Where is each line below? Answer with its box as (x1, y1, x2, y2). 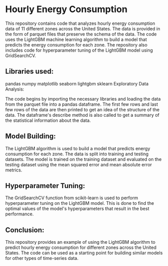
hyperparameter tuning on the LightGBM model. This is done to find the (5, 200, 154, 206)
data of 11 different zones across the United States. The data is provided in (5, 25, 160, 31)
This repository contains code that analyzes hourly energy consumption (5, 20, 155, 26)
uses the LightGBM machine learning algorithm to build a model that (5, 36, 147, 42)
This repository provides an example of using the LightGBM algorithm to (5, 239, 156, 245)
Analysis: (5, 86, 24, 92)
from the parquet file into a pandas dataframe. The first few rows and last (5, 101, 158, 107)
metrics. (5, 167, 23, 173)
